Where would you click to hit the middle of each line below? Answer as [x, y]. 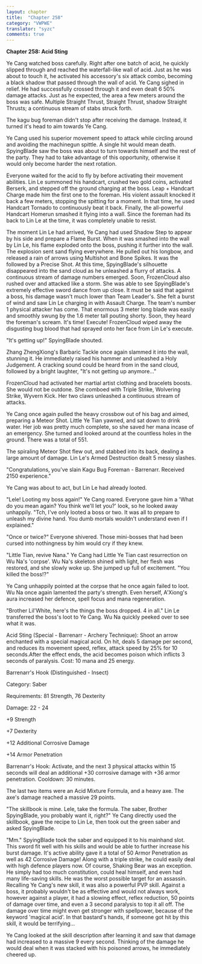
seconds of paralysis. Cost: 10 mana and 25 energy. [71, 661]
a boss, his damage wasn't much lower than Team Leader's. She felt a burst [100, 296]
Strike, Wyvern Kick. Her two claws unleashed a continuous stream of [93, 396]
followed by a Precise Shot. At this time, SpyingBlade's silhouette [87, 264]
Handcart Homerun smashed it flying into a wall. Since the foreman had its [99, 214]
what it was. [21, 624]
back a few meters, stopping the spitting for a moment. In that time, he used [100, 201]
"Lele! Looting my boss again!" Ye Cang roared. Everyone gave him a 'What [100, 500]
